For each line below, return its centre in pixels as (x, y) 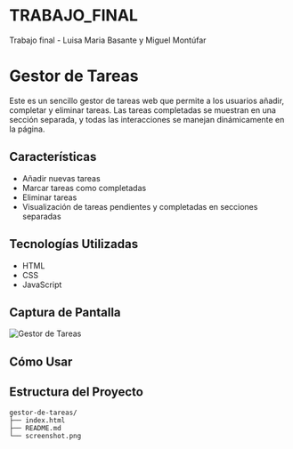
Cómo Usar (41, 361)
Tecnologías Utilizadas (74, 244)
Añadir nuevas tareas (61, 178)
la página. (27, 129)
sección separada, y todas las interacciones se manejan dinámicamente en (147, 119)
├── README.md (36, 428)
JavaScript (42, 285)
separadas (41, 216)
